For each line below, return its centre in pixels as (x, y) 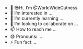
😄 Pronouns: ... (26, 36)
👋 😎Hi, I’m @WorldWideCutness (44, 8)
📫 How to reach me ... (33, 29)
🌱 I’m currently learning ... (37, 18)
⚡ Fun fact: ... (24, 42)
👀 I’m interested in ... (31, 13)
